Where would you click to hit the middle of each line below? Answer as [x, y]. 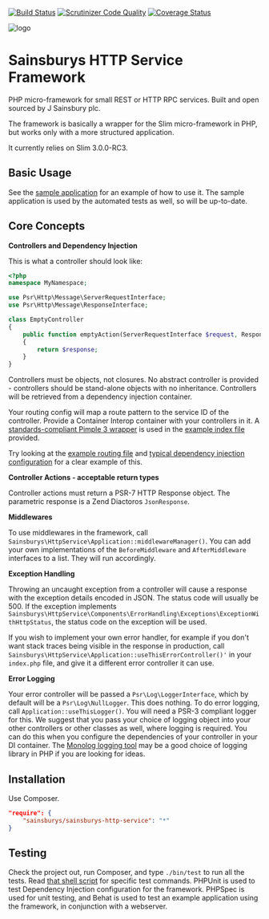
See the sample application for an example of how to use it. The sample [126, 192]
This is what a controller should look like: [75, 261]
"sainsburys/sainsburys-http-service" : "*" [96, 820]
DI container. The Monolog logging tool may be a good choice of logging [128, 746]
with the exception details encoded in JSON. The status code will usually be [133, 598]
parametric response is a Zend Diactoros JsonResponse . [99, 502]
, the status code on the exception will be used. [129, 622]
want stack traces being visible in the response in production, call [116, 646]
